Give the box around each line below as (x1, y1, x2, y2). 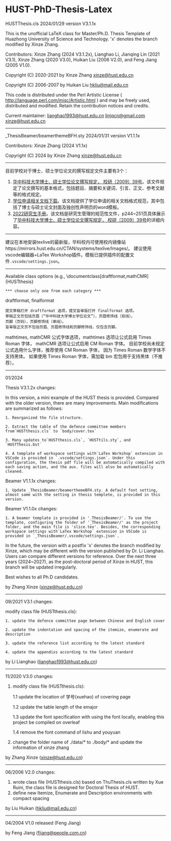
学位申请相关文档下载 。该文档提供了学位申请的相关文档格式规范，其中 (12, 198, 160, 204)
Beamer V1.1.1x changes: (5, 478, 56, 484)
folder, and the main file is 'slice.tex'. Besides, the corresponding (5, 524, 160, 529)
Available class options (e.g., (5, 273, 65, 279)
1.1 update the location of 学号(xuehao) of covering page (12, 693, 131, 699)
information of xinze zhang (12, 744, 69, 751)
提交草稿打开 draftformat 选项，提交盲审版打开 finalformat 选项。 (5, 308, 137, 313)
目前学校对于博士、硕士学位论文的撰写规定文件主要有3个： (5, 168, 129, 174)
